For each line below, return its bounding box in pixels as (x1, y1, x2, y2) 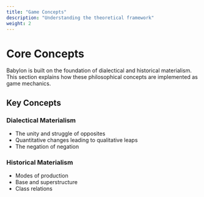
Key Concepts (6, 97, 61, 108)
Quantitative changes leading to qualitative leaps (15, 136, 138, 144)
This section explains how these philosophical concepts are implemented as (6, 73, 199, 81)
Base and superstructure (15, 179, 78, 186)
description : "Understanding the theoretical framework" (6, 15, 155, 21)
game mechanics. (6, 80, 51, 87)
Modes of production (15, 172, 68, 179)
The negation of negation (15, 143, 79, 150)
